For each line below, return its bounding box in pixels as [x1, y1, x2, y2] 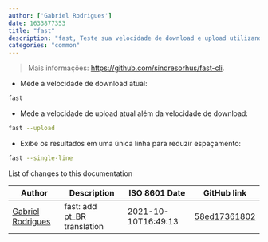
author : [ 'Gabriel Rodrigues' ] [8, 11, 112, 20]
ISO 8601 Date [128, 187, 186, 198]
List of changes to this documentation [8, 169, 133, 178]
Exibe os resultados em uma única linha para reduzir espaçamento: [19, 138, 242, 148]
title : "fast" [8, 26, 56, 34]
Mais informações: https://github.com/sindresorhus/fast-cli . [27, 63, 225, 73]
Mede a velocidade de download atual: [19, 79, 148, 89]
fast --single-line [8, 153, 73, 162]
